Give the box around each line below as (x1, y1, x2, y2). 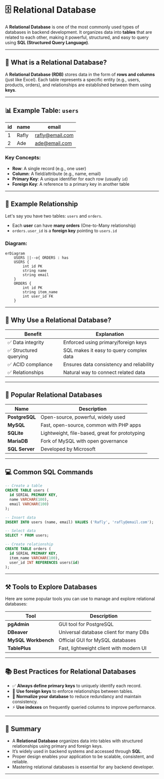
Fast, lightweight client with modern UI (58, 645, 147, 652)
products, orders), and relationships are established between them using (5, 82, 151, 88)
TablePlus (7, 645, 31, 652)
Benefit (24, 330, 42, 337)
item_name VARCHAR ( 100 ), (9, 555, 60, 560)
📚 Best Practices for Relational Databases (5, 667, 136, 676)
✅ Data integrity (7, 339, 44, 346)
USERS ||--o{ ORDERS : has (14, 255, 69, 260)
